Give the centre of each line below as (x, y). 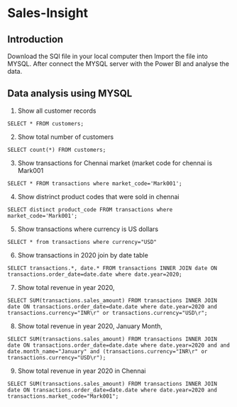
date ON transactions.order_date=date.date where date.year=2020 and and (119, 345)
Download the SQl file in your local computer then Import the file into (108, 56)
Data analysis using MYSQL (70, 94)
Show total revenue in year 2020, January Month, (90, 326)
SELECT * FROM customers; (45, 123)
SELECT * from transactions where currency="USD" (82, 242)
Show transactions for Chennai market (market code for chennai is (115, 163)
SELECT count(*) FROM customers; (57, 150)
